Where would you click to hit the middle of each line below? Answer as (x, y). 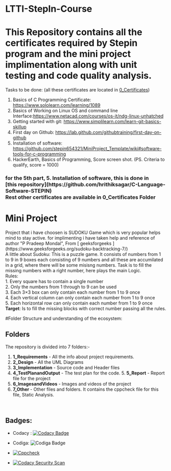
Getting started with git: (38, 122)
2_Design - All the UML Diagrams (48, 362)
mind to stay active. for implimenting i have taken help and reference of (80, 238)
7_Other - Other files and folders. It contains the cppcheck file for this (86, 389)
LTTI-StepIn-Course (49, 9)
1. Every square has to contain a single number (54, 281)
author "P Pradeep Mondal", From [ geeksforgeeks (58, 243)
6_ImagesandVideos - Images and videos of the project (72, 384)
